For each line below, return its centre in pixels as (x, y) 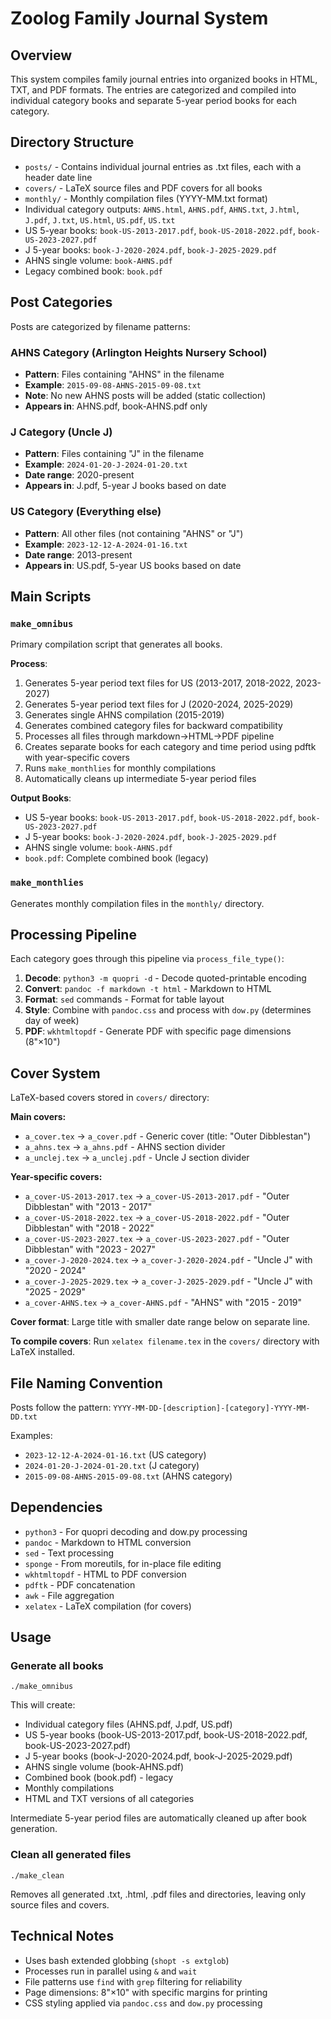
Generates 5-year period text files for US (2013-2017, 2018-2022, (159, 683)
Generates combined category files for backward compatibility (153, 726)
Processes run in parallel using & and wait (111, 1971)
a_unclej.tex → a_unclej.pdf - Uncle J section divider (137, 1158)
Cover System (55, 1073)
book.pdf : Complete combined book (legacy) (116, 858)
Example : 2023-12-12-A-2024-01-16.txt (106, 544)
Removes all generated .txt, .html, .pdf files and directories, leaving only (158, 1894)
